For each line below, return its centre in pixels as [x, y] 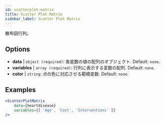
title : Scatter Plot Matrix [34, 14]
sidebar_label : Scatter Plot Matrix [43, 19]
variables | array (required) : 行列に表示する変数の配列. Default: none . [83, 68]
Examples [20, 90]
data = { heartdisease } [35, 106]
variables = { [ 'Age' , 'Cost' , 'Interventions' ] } [65, 110]
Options [18, 49]
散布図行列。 [18, 33]
